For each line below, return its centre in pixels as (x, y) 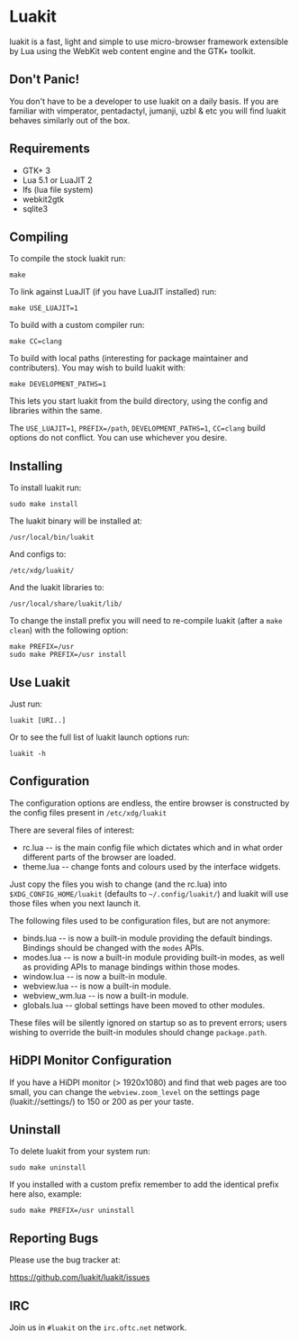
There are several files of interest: (72, 830)
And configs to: (38, 554)
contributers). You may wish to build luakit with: (98, 368)
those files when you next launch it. (75, 903)
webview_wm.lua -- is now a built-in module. (105, 995)
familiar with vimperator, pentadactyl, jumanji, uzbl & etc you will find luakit (148, 111)
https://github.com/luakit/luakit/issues (80, 1278)
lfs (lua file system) (58, 189)
